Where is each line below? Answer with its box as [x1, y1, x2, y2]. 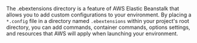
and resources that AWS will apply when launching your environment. [6, 30, 178, 37]
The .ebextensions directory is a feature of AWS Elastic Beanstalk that [6, 5, 180, 12]
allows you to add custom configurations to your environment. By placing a [6, 11, 192, 18]
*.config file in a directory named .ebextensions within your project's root [6, 18, 189, 24]
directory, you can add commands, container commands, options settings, [6, 24, 190, 31]
